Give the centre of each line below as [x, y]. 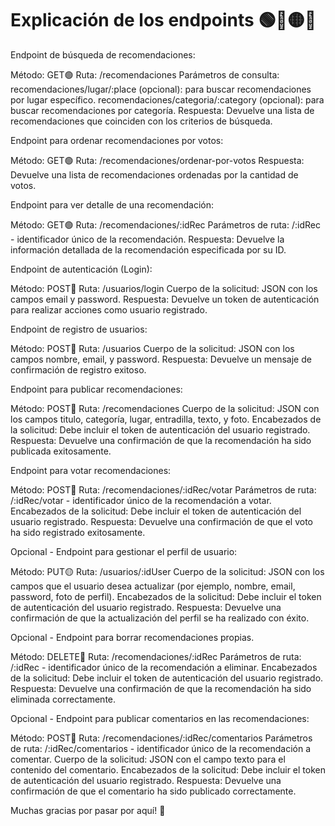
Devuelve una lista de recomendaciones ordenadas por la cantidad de [154, 174]
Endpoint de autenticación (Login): [81, 269]
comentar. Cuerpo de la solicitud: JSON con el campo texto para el [148, 759]
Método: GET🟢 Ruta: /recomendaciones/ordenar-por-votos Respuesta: [157, 160]
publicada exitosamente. [61, 451]
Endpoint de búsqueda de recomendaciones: [103, 54]
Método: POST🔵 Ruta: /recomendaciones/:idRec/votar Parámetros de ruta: [163, 489]
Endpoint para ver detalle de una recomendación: [112, 204]
